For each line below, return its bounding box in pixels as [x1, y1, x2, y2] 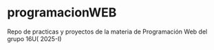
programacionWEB [7, 5, 117, 21]
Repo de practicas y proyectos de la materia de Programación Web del [7, 27, 208, 36]
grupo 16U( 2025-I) [7, 34, 62, 42]
